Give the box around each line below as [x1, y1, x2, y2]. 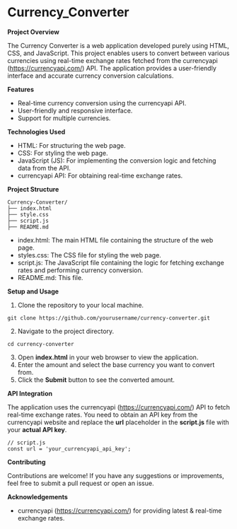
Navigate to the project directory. [17, 327, 115, 335]
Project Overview [7, 28, 60, 36]
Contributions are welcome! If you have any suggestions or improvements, [7, 471, 224, 479]
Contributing [7, 458, 46, 466]
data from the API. [17, 163, 71, 172]
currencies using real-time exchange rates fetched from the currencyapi [7, 56, 218, 64]
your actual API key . [7, 425, 67, 434]
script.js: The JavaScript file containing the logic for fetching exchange [17, 258, 224, 267]
